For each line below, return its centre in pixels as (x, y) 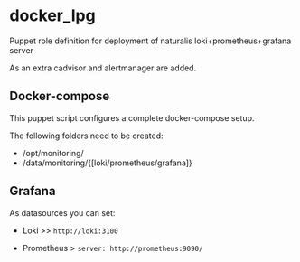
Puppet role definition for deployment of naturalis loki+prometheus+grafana (150, 41)
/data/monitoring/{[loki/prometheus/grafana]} (107, 163)
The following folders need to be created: (86, 136)
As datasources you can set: (62, 212)
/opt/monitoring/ (53, 153)
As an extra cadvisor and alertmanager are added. (103, 68)
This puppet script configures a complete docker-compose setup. (132, 117)
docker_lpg (53, 16)
